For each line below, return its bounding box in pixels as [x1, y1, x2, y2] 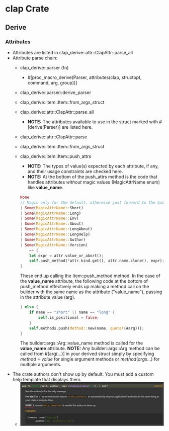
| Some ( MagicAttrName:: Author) [20, 237, 86, 242]
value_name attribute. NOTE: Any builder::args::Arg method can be [20, 346, 160, 352]
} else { [20, 305, 39, 310]
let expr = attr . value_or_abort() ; [29, 253, 104, 258]
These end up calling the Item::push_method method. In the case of [20, 273, 160, 279]
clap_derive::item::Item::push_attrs [20, 153, 92, 159]
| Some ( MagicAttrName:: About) [20, 221, 84, 226]
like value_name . [27, 184, 64, 190]
